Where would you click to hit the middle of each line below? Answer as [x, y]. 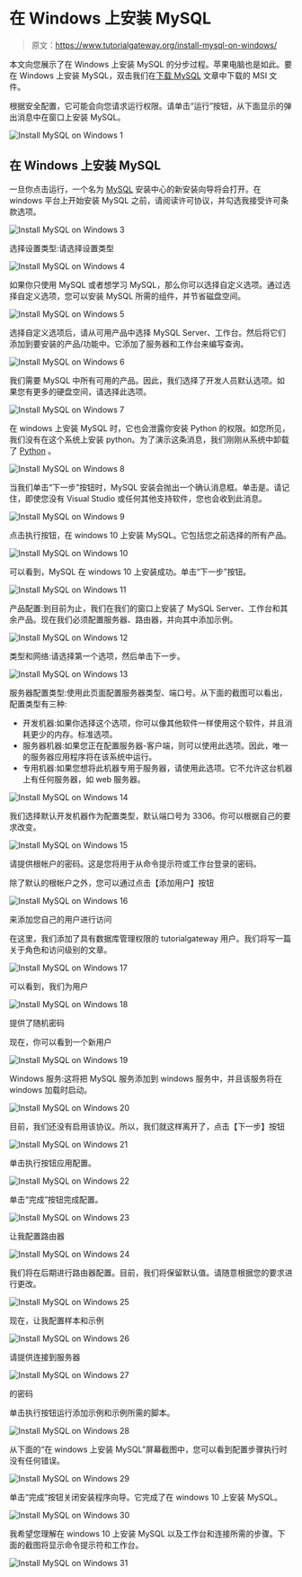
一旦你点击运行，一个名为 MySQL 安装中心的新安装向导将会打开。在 [136, 189]
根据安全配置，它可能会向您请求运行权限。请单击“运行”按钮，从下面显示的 [147, 105]
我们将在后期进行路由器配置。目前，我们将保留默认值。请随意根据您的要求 [147, 1272]
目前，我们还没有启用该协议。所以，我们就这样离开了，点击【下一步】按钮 [147, 1126]
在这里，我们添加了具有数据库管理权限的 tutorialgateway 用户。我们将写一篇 [151, 938]
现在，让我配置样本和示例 [57, 1320]
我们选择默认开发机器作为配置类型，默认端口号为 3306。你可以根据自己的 [146, 816]
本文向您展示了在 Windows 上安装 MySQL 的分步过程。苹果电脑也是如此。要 [151, 64]
